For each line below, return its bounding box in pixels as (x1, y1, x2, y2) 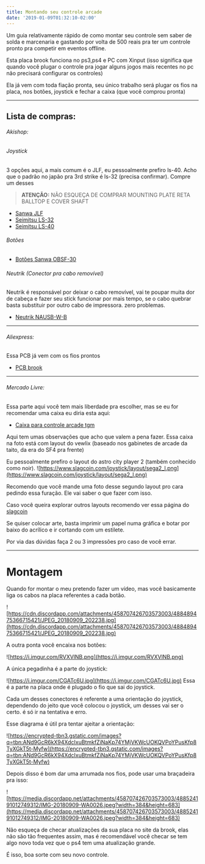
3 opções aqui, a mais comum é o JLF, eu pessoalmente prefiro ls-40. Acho (6, 166, 197, 173)
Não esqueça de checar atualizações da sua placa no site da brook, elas (6, 826, 189, 833)
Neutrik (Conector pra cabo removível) (6, 269, 104, 277)
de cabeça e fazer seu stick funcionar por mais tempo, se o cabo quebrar (6, 295, 192, 302)
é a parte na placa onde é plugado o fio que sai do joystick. (6, 683, 156, 691)
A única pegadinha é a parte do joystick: (6, 665, 108, 672)
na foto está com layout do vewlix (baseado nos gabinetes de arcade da (6, 439, 188, 447)
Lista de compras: (6, 111, 76, 121)
